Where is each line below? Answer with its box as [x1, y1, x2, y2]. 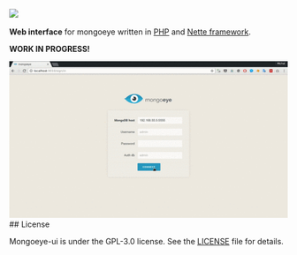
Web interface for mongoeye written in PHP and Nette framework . [9, 26, 252, 37]
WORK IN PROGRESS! [9, 44, 90, 54]
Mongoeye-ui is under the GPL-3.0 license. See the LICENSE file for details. [9, 236, 285, 246]
